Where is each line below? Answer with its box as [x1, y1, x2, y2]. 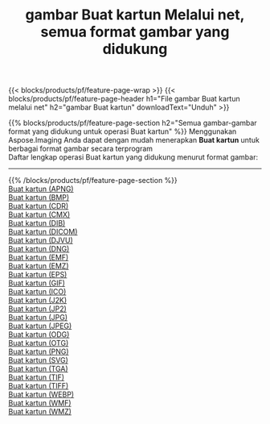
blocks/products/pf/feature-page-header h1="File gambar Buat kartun [8, 94, 240, 104]
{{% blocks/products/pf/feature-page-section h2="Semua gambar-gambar [8, 118, 257, 128]
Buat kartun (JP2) [8, 304, 67, 314]
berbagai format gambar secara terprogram [8, 143, 153, 154]
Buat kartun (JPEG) [8, 321, 72, 331]
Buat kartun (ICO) [8, 287, 67, 297]
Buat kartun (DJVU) [8, 235, 74, 245]
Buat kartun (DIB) [8, 218, 66, 228]
